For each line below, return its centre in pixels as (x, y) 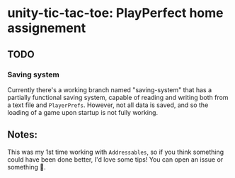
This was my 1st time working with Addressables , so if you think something (116, 152)
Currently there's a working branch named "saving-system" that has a (110, 89)
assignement (47, 28)
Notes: (22, 135)
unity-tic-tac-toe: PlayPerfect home (116, 13)
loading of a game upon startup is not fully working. (82, 112)
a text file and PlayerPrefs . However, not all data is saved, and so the (108, 105)
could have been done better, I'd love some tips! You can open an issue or (115, 159)
